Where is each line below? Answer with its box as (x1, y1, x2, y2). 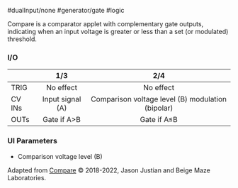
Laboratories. (7, 173, 47, 182)
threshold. (7, 35, 38, 43)
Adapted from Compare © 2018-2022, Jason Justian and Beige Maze (7, 166, 210, 175)
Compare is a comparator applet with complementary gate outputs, (7, 20, 204, 28)
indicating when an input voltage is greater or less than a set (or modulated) (7, 28, 229, 35)
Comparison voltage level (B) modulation (91, 94, 227, 104)
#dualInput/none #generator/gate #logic (7, 6, 125, 14)
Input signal (42, 94, 81, 104)
